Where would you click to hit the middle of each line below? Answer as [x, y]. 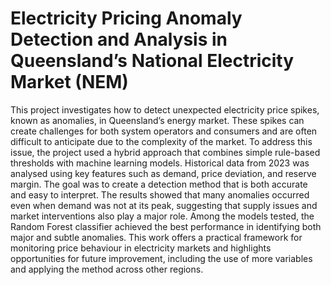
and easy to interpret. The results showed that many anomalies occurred [160, 194]
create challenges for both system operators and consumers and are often [164, 131]
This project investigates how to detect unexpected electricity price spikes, [165, 109]
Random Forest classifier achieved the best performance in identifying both [166, 226]
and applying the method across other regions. [107, 269]
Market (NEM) [69, 82]
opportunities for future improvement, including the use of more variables [161, 258]
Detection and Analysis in [119, 39]
